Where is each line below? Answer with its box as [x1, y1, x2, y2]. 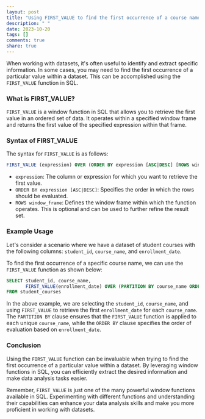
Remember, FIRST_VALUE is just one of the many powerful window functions [6, 386, 195, 393]
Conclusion [6, 341, 41, 349]
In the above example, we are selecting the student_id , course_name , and [6, 300, 189, 307]
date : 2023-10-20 [6, 26, 51, 32]
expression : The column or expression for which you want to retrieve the [15, 173, 198, 181]
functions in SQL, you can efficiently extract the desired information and [6, 368, 188, 375]
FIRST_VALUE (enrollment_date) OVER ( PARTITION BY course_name [25, 283, 187, 290]
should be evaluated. [15, 193, 68, 200]
